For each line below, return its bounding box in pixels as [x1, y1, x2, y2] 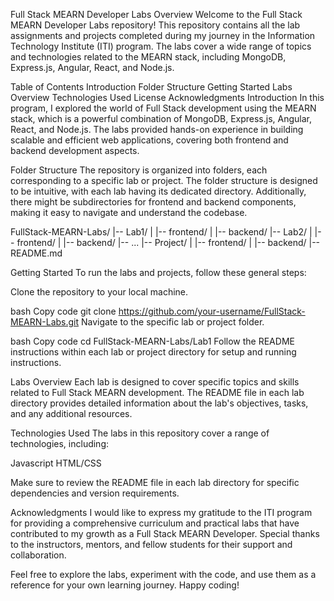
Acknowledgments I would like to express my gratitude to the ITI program [10, 507, 313, 518]
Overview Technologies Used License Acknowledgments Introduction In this [10, 92, 325, 103]
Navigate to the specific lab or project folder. [80, 316, 265, 328]
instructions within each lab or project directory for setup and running [10, 346, 297, 358]
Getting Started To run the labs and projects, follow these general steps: [10, 267, 307, 278]
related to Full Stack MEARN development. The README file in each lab [10, 387, 305, 398]
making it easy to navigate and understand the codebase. [10, 207, 248, 218]
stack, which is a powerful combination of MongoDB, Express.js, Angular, [10, 113, 313, 124]
